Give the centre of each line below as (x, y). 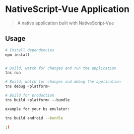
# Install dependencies (30, 50)
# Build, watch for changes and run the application (61, 68)
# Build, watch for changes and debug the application (63, 82)
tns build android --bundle (34, 118)
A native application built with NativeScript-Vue (66, 23)
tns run (13, 73)
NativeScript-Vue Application (67, 9)
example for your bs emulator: (37, 109)
